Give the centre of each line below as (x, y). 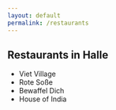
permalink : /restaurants (48, 23)
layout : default (34, 15)
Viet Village (37, 74)
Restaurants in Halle (58, 55)
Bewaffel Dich (41, 91)
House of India (43, 99)
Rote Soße (36, 82)
